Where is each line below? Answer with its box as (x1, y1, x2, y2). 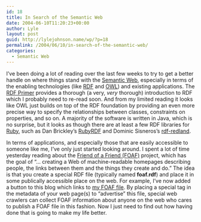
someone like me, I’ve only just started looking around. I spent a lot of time (6, 145, 190, 152)
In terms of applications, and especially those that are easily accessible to (6, 139, 188, 146)
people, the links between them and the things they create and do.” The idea (6, 164, 195, 172)
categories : (6, 48, 36, 54)
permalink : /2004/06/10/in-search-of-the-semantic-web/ (6, 43, 148, 49)
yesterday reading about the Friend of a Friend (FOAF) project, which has (6, 151, 187, 159)
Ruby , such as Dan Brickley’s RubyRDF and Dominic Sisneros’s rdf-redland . (6, 127, 191, 134)
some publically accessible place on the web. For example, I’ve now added (6, 177, 191, 184)
